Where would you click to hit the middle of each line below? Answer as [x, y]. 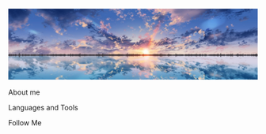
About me [24, 92]
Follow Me [25, 122]
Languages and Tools [44, 107]
